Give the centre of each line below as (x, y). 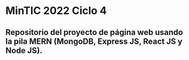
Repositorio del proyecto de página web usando (94, 32)
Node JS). (24, 50)
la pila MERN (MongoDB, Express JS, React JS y (94, 41)
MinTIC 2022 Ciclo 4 (56, 11)
